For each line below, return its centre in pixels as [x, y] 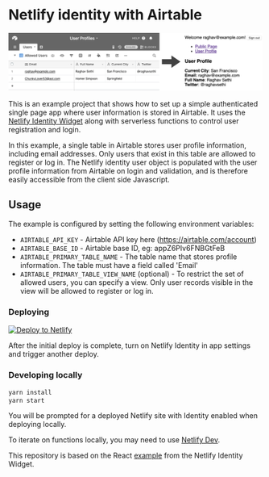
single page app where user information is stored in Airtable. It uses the [127, 112]
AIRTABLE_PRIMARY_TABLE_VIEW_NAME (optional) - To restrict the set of [132, 274]
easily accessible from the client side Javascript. [89, 179]
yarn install [30, 393]
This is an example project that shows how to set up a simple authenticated [133, 103]
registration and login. [45, 129]
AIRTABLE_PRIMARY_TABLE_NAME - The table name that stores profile [128, 257]
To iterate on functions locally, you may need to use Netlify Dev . [114, 440]
